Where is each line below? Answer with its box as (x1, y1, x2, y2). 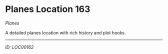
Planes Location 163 (5, 3, 90, 15)
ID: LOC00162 (5, 44, 34, 50)
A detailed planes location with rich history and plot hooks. (5, 29, 126, 35)
